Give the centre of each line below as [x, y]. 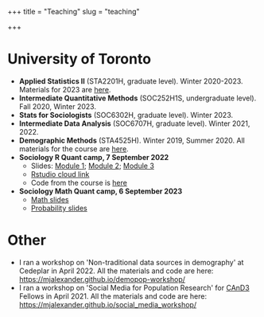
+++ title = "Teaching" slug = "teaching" [74, 12]
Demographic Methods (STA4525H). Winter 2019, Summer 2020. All [132, 140]
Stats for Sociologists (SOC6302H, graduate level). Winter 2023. [126, 115]
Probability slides [59, 208]
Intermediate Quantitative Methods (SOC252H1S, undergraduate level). [138, 98]
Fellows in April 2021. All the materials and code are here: [113, 296]
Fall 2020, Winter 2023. [58, 106]
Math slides [50, 199]
